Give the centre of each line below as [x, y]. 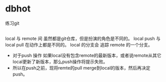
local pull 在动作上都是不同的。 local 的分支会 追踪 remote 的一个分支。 [79, 45]
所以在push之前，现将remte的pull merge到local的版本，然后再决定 [81, 68]
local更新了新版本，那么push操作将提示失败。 [60, 62]
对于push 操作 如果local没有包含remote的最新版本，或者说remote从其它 [87, 55]
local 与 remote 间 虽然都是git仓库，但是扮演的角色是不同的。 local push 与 [83, 38]
